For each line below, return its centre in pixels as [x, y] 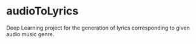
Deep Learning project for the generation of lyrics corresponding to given [98, 28]
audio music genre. [30, 34]
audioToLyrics [42, 11]
